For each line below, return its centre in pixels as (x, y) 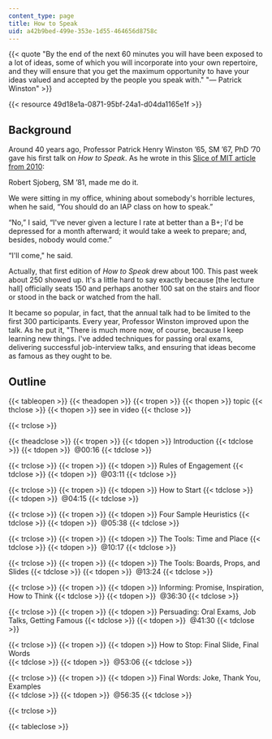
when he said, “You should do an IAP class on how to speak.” (111, 207)
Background (40, 130)
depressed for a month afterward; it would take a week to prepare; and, (128, 231)
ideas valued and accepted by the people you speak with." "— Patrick (125, 80)
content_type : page (41, 16)
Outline (27, 381)
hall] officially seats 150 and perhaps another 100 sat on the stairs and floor (134, 288)
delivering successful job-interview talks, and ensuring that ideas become (132, 348)
